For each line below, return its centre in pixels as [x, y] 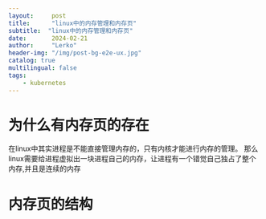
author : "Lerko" [43, 46]
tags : [17, 75]
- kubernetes [45, 83]
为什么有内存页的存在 [79, 125]
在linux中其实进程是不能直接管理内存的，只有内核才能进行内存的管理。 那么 [133, 148]
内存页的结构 [51, 204]
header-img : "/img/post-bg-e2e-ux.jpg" [75, 53]
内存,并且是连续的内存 [45, 168]
